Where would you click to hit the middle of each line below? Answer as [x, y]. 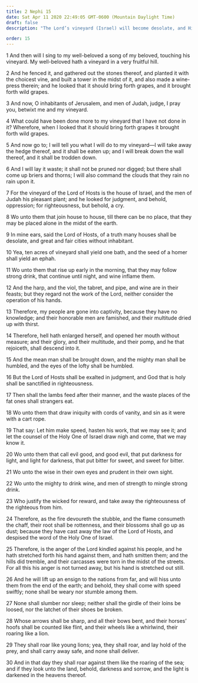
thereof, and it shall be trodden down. [52, 157]
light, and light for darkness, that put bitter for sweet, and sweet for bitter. [95, 461]
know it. [16, 443]
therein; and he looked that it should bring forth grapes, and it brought [106, 86]
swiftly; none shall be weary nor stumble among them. [72, 592]
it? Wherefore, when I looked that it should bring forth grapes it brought [93, 127]
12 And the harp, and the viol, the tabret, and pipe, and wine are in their [92, 288]
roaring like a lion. [28, 633]
